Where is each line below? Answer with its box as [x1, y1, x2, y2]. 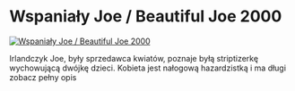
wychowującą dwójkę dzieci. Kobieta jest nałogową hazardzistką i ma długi [9, 62, 287, 73]
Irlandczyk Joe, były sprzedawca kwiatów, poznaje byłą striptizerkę [9, 53, 258, 63]
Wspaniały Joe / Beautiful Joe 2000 [9, 6, 282, 27]
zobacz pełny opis [9, 71, 77, 82]
